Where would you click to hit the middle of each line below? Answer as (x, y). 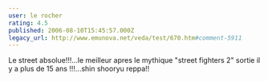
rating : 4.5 (28, 23)
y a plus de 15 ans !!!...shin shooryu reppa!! (79, 69)
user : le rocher (35, 15)
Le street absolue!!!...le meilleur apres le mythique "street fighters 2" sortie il (134, 60)
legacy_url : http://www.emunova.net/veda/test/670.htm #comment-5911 (125, 38)
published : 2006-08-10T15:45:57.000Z (71, 30)
